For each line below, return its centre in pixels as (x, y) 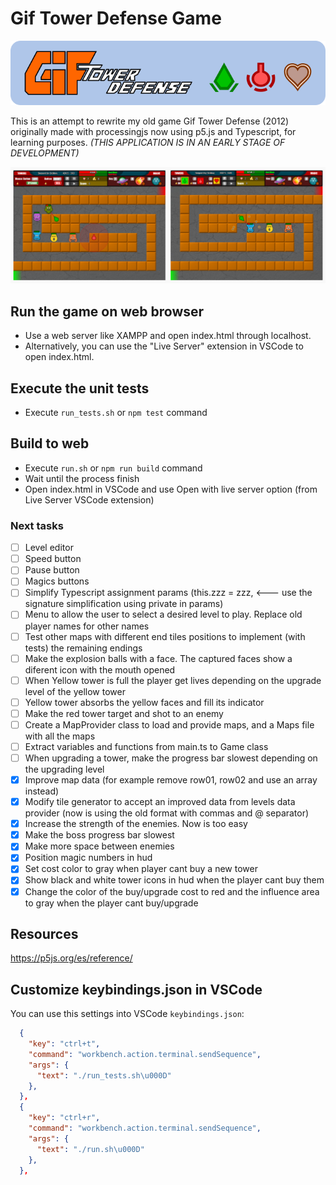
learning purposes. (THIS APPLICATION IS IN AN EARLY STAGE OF (148, 142)
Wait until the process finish (82, 478)
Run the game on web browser (107, 311)
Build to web (50, 443)
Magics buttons (57, 581)
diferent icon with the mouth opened (100, 669)
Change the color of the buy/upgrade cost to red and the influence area (172, 891)
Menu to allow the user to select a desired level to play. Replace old (163, 614)
